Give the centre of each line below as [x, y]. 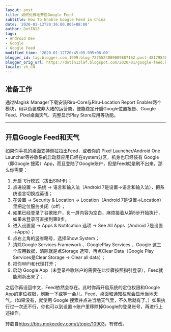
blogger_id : [18, 57]
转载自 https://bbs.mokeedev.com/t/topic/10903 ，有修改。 [66, 324]
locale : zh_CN [20, 67]
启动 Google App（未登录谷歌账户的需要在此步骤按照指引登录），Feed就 [88, 270]
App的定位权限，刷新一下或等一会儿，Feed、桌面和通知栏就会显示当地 [79, 294]
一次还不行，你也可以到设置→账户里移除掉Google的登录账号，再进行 [86, 306]
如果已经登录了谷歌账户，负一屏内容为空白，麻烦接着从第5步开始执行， [88, 212]
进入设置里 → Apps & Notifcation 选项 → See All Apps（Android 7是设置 [88, 225]
